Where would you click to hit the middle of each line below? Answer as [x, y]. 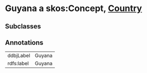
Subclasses [23, 26]
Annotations [24, 42]
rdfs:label [18, 63]
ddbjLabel [19, 56]
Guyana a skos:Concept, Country [73, 8]
